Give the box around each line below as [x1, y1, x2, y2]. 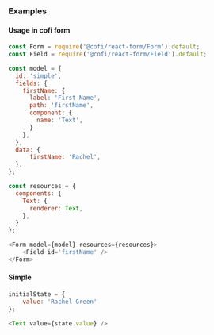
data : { [15, 145, 41, 154]
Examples [8, 6, 48, 17]
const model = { [8, 64, 62, 72]
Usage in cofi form [8, 25, 71, 35]
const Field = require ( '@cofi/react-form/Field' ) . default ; [8, 50, 208, 58]
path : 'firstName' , [29, 102, 94, 110]
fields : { [15, 79, 48, 87]
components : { [15, 189, 62, 198]
